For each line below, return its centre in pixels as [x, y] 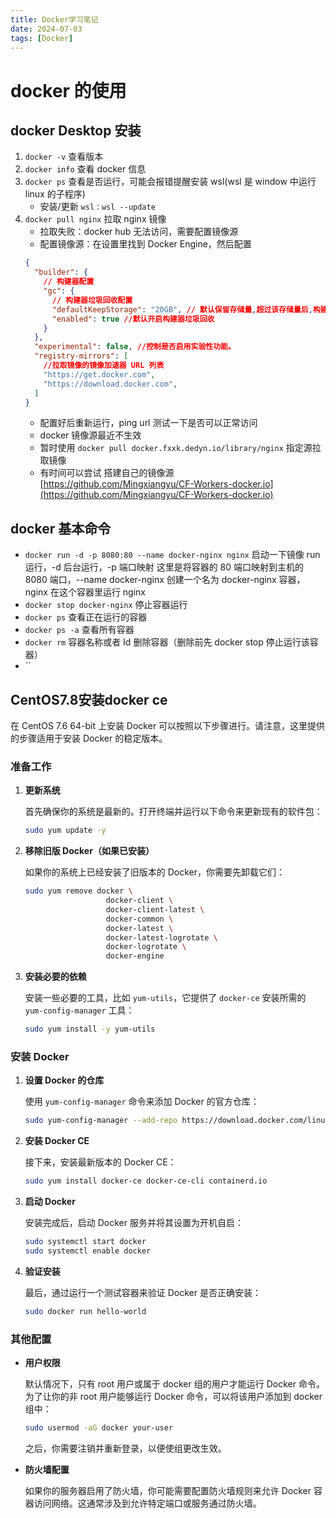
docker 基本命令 [61, 528]
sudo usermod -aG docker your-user [99, 1428]
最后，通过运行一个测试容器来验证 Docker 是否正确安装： [143, 1292]
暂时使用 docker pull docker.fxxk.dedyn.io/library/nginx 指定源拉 [180, 448]
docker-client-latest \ [155, 909]
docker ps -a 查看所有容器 [79, 630]
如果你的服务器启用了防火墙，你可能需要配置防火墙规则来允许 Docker [168, 1490]
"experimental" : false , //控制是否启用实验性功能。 [135, 347]
